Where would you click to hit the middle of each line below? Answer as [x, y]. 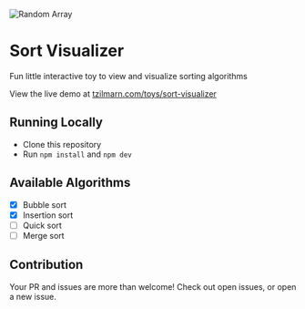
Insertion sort [48, 215]
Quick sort [42, 225]
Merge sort [44, 235]
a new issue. [33, 296]
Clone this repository [62, 144]
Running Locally [56, 123]
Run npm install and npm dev [77, 154]
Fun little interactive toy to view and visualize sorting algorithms [128, 76]
